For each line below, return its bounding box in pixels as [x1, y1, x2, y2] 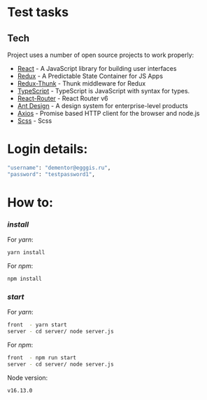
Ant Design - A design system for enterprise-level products [17, 102, 189, 109]
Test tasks [7, 4, 69, 20]
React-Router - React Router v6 [17, 94, 108, 102]
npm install [7, 275, 42, 283]
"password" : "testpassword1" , [7, 171, 96, 178]
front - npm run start [7, 354, 77, 361]
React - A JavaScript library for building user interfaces [17, 65, 177, 72]
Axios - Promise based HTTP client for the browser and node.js [17, 109, 200, 117]
